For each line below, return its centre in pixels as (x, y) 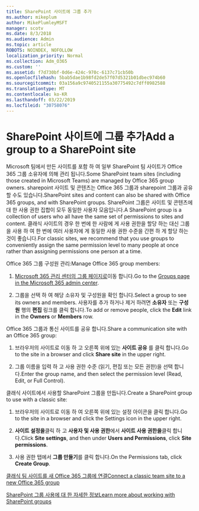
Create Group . (32, 464)
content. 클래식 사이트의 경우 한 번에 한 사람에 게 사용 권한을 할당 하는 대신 (92, 223)
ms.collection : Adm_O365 (37, 61)
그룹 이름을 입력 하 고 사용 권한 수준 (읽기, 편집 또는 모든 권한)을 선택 (94, 367)
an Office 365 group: (32, 336)
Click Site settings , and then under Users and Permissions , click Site (106, 438)
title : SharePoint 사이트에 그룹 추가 (49, 12)
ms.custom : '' (24, 67)
